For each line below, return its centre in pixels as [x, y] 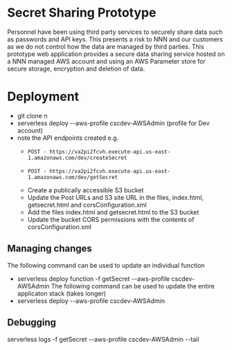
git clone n [32, 116]
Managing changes [50, 249]
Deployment [43, 96]
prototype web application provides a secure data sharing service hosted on [116, 54]
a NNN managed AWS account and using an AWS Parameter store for [106, 61]
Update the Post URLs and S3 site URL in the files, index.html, [116, 197]
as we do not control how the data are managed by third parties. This [106, 46]
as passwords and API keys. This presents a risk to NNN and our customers [115, 39]
